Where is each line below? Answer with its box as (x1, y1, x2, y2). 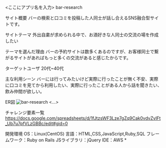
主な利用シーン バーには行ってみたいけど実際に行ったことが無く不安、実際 (5, 76, 159, 82)
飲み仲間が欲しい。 (5, 89, 45, 94)
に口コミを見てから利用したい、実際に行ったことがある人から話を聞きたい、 (5, 82, 162, 88)
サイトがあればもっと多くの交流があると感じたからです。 (13, 55, 131, 61)
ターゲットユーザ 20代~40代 (5, 65, 64, 71)
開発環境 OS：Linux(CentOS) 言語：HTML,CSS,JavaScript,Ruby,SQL (5, 131, 146, 137)
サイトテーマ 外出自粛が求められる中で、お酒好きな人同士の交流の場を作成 (5, 32, 159, 37)
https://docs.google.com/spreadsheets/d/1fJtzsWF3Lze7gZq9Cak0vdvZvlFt (5, 115, 161, 121)
